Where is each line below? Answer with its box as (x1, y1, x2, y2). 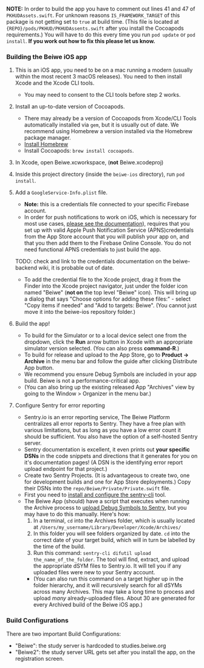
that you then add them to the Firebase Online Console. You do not (24, 240, 191, 247)
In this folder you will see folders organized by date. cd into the (33, 530, 190, 537)
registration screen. (15, 655, 64, 662)
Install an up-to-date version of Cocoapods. (15, 103, 125, 110)
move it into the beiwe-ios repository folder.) (24, 308, 135, 316)
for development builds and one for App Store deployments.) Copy (24, 478, 191, 485)
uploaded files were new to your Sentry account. (33, 569, 155, 576)
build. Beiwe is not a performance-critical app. (24, 377, 141, 384)
